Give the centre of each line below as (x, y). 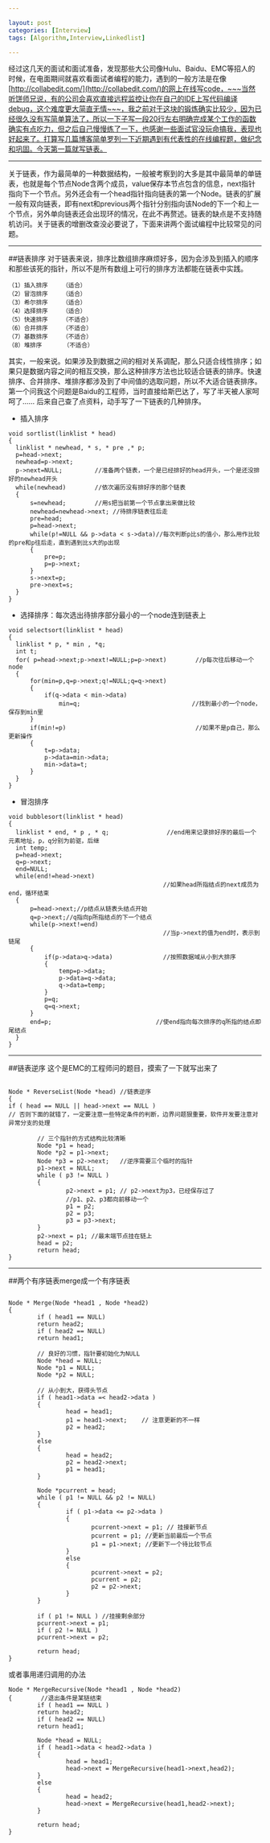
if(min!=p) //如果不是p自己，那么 (145, 728)
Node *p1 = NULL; (66, 1368)
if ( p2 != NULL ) (68, 1631)
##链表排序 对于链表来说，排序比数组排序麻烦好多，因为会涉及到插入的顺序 (133, 259)
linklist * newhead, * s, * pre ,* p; (81, 448)
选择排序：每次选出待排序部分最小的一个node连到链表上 (113, 615)
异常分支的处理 (29, 1123)
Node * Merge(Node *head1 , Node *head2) (79, 1303)
